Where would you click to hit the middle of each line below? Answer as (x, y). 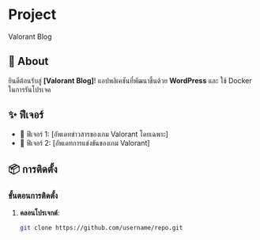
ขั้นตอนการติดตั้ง (33, 196)
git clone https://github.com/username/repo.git (101, 228)
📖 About (28, 61)
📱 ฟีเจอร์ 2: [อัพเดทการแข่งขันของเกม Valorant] (85, 143)
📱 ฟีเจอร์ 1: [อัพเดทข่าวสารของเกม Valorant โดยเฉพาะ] (94, 134)
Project (32, 15)
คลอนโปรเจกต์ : (40, 213)
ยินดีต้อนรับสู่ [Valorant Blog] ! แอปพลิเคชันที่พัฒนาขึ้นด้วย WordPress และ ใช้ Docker (130, 80)
